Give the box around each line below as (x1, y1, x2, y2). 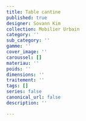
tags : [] (6, 83, 28, 89)
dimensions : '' (6, 71, 45, 78)
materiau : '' (6, 60, 39, 66)
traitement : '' (6, 77, 45, 83)
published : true (6, 15, 47, 21)
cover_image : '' (6, 49, 47, 55)
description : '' (6, 100, 47, 106)
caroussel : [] (6, 54, 42, 61)
